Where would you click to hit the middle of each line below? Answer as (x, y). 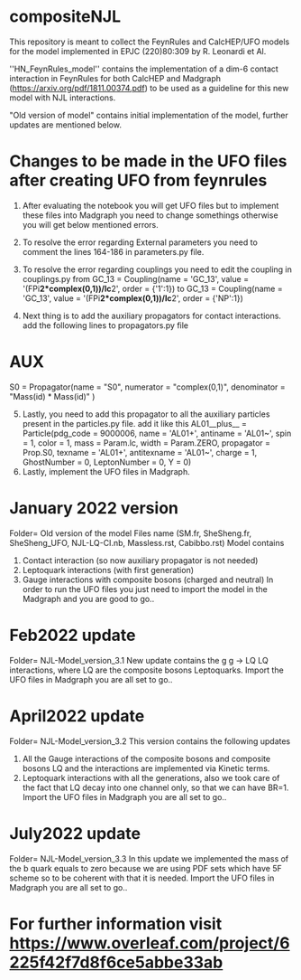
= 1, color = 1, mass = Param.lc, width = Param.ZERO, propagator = (146, 443)
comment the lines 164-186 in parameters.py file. (113, 251)
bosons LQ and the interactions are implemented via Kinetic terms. (146, 768)
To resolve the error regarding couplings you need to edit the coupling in (157, 269)
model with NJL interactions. (63, 98)
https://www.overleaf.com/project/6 (150, 943)
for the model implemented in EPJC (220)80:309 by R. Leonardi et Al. (138, 51)
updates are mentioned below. (65, 125)
